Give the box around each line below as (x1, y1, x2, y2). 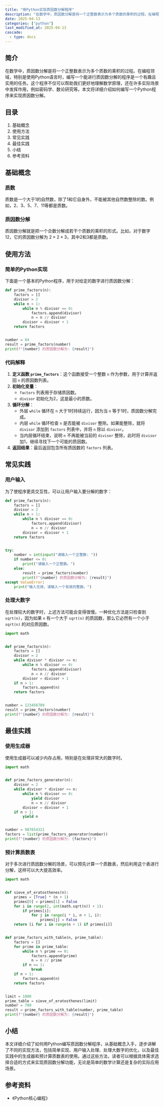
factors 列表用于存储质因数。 (19, 389, 79, 395)
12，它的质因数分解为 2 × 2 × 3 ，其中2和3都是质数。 (5, 234, 111, 240)
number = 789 (5, 1003, 32, 1008)
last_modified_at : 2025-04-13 (5, 26, 67, 30)
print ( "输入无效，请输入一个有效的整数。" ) (14, 584, 92, 589)
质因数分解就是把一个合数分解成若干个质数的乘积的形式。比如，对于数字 (5, 228, 150, 234)
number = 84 (5, 337, 29, 342)
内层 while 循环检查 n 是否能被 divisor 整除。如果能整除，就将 (19, 420, 145, 426)
